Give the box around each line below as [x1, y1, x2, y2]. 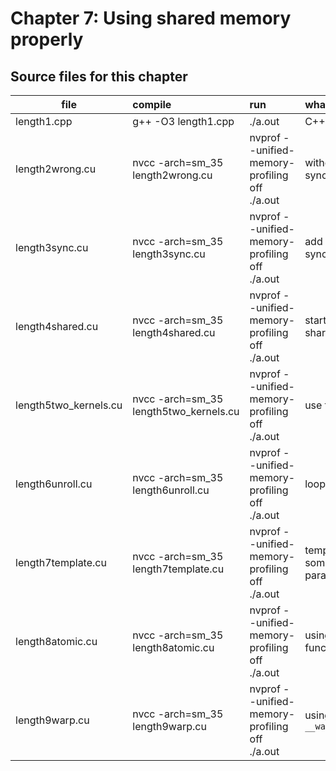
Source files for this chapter [10, 68, 188, 85]
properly [10, 28, 84, 51]
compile [132, 98, 172, 111]
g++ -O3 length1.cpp [132, 115, 235, 128]
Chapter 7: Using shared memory [10, 7, 292, 30]
